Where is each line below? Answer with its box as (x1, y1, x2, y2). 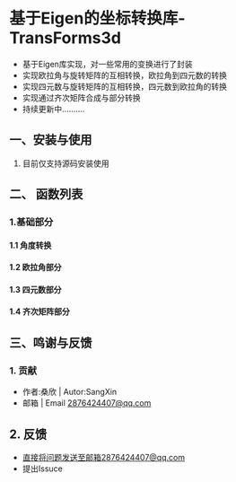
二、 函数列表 (9, 187, 83, 202)
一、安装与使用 (9, 132, 92, 148)
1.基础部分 (9, 216, 54, 229)
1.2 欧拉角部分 (9, 262, 62, 273)
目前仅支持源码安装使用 (22, 158, 109, 169)
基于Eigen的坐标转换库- (9, 8, 186, 29)
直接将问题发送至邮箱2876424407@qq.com (22, 451, 186, 462)
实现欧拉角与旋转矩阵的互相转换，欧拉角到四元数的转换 (22, 69, 227, 81)
